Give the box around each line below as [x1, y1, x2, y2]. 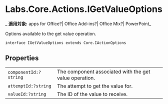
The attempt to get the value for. [56, 82, 133, 89]
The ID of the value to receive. [56, 90, 128, 97]
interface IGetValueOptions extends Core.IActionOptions [5, 40, 126, 45]
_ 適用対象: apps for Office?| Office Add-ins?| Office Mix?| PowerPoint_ [5, 20, 151, 26]
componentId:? [7, 69, 41, 75]
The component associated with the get [56, 68, 150, 75]
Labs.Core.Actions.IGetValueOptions [5, 3, 162, 15]
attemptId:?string [7, 83, 51, 88]
